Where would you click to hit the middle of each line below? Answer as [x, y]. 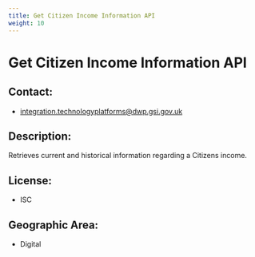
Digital [30, 243]
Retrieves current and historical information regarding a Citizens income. [128, 156]
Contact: [31, 92]
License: [30, 180]
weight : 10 [26, 23]
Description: [40, 136]
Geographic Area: [53, 225]
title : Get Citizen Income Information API [82, 16]
